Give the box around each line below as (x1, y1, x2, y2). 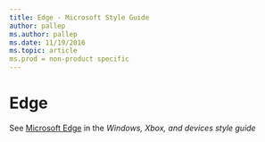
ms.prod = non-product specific (9, 54, 129, 63)
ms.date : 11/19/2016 (9, 38, 87, 47)
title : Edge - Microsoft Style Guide (9, 13, 150, 22)
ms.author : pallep (9, 29, 78, 38)
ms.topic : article (9, 46, 78, 55)
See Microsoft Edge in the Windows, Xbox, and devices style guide (9, 122, 256, 133)
